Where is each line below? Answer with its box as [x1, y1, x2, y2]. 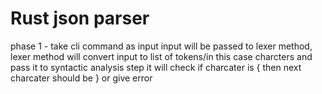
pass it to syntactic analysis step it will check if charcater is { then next [10, 61, 302, 73]
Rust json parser [10, 7, 150, 30]
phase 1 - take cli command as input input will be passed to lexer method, [10, 40, 313, 52]
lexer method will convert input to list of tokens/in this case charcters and [10, 50, 313, 62]
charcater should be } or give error [10, 72, 153, 84]
